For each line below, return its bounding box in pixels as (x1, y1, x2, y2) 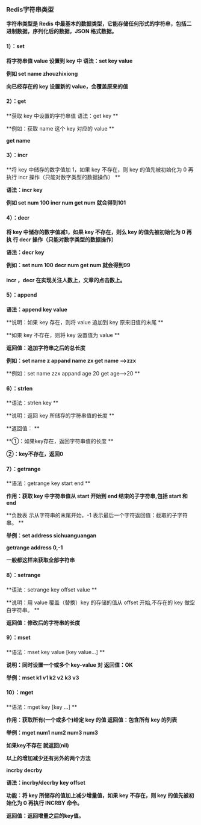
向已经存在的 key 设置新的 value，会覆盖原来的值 (6, 82, 128, 90)
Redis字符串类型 (6, 5, 54, 13)
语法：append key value (6, 306, 67, 313)
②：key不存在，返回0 (6, 450, 64, 458)
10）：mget (6, 689, 34, 696)
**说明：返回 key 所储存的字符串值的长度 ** (6, 412, 114, 419)
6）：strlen (6, 385, 33, 392)
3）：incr (6, 152, 28, 159)
